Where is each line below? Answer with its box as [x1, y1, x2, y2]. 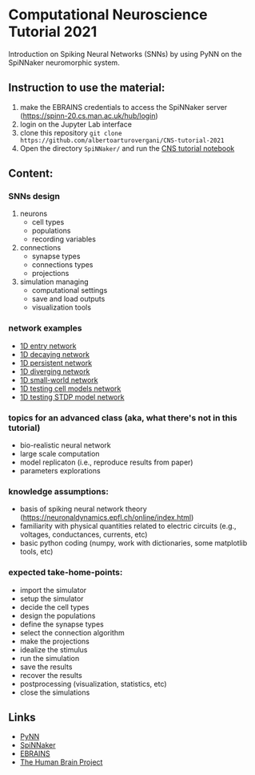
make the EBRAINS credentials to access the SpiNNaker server [19, 102, 228, 112]
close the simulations [19, 688, 90, 697]
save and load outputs [31, 294, 106, 304]
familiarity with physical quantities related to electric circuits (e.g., [19, 521, 237, 531]
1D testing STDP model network [19, 392, 125, 402]
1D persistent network [19, 358, 93, 367]
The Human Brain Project [19, 757, 103, 767]
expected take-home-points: [8, 567, 123, 578]
